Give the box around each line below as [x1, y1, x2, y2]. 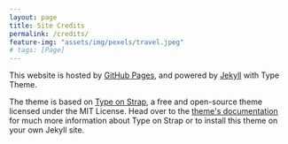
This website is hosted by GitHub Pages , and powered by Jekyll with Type [9, 70, 280, 80]
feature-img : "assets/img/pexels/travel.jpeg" [9, 37, 184, 47]
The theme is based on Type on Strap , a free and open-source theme [9, 96, 263, 107]
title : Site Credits [9, 21, 86, 30]
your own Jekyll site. [9, 125, 85, 135]
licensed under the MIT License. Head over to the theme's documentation [9, 106, 279, 117]
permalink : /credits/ [9, 29, 90, 38]
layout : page [9, 12, 58, 22]
